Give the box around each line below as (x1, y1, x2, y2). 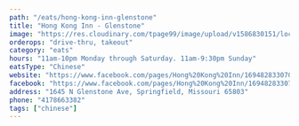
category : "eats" (9, 46, 74, 55)
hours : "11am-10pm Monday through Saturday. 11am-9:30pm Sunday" (9, 54, 256, 63)
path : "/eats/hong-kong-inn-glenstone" (9, 12, 158, 22)
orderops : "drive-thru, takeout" (9, 37, 133, 47)
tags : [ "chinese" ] (9, 104, 77, 113)
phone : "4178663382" (9, 95, 86, 105)
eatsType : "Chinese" (9, 63, 86, 72)
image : (9, 29, 34, 38)
